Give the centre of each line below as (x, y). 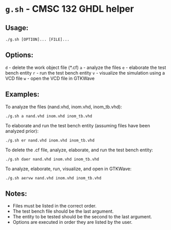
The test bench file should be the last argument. (63, 211)
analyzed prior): (22, 131)
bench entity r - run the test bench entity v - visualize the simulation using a (85, 73)
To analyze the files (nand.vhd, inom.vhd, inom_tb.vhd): (64, 107)
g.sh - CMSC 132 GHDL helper (70, 9)
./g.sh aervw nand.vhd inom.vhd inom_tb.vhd (53, 178)
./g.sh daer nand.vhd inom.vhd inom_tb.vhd (52, 159)
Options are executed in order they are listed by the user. (72, 222)
